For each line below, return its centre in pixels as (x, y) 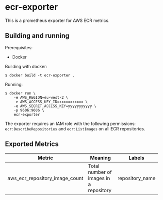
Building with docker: (26, 66)
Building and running (37, 36)
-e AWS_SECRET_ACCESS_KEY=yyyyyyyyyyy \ (55, 106)
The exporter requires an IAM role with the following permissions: (70, 124)
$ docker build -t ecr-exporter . (40, 75)
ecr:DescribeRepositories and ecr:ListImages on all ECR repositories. (75, 128)
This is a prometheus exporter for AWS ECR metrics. (57, 20)
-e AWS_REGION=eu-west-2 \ (41, 97)
